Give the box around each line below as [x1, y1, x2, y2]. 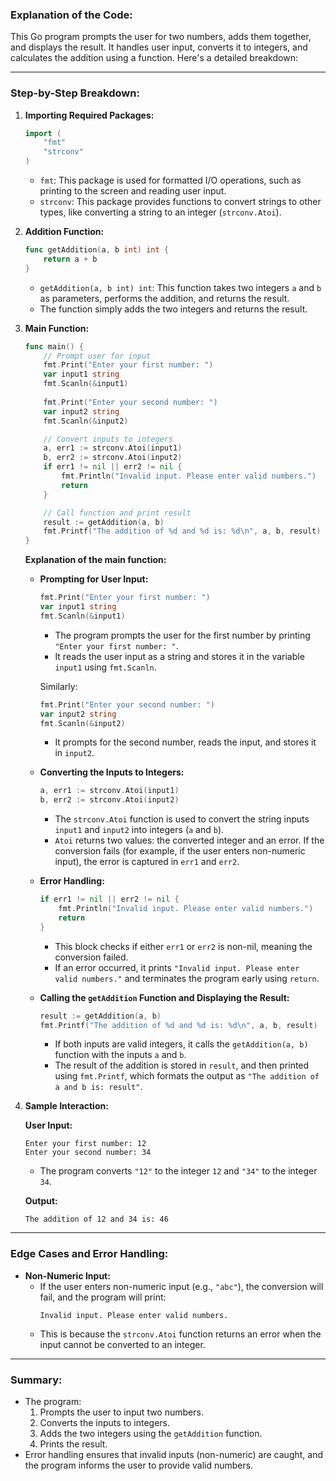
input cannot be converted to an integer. [39, 1338, 206, 1350]
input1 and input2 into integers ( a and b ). [54, 824, 225, 836]
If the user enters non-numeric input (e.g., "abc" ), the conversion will [39, 1280, 324, 1292]
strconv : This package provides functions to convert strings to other [39, 196, 322, 208]
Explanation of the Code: [10, 8, 133, 22]
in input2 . [54, 747, 95, 759]
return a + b [43, 254, 98, 264]
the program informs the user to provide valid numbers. [24, 1459, 254, 1472]
